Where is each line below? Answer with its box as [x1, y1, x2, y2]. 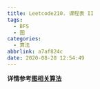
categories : [7, 36, 41, 42]
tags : [7, 16, 23, 23]
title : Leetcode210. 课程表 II [7, 10, 94, 17]
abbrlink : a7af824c [7, 49, 63, 55]
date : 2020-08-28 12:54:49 [7, 55, 85, 62]
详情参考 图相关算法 [7, 74, 62, 82]
